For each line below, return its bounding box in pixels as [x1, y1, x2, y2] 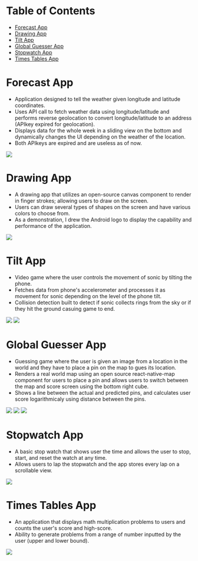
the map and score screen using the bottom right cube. [14, 383, 149, 390]
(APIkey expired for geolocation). [14, 120, 95, 128]
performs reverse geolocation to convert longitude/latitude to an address [14, 114, 192, 121]
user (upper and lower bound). [14, 537, 90, 544]
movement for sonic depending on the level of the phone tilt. [14, 292, 162, 299]
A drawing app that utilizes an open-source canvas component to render [14, 191, 192, 198]
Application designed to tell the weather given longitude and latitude [14, 95, 181, 102]
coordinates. [14, 102, 45, 109]
